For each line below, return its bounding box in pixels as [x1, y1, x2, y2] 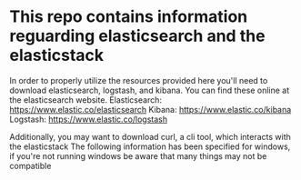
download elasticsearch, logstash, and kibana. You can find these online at [9, 85, 290, 95]
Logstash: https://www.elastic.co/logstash [9, 114, 168, 125]
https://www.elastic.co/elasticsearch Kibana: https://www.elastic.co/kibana [9, 104, 292, 115]
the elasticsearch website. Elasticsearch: [9, 94, 162, 105]
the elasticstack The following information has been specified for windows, [9, 141, 291, 152]
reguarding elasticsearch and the [9, 25, 266, 46]
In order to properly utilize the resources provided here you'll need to [9, 75, 268, 85]
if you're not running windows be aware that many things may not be [9, 150, 267, 161]
